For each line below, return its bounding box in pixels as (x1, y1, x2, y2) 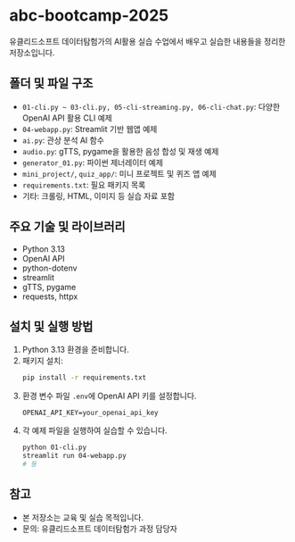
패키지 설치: (21, 355, 64, 366)
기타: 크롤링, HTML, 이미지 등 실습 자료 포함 (21, 190, 176, 201)
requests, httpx (21, 291, 78, 302)
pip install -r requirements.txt (21, 373, 147, 382)
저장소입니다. (9, 46, 55, 58)
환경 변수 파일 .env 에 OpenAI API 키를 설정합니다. (21, 390, 197, 402)
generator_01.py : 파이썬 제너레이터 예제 (21, 157, 163, 168)
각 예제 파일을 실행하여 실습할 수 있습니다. (21, 425, 168, 436)
